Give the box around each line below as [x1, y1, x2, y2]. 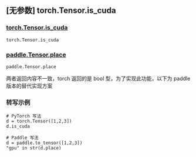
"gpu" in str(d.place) [6, 145, 62, 151]
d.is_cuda [6, 123, 31, 129]
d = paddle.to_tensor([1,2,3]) [6, 140, 83, 146]
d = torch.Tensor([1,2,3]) [6, 118, 72, 125]
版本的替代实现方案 [6, 82, 53, 89]
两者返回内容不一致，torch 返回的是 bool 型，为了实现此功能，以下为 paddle [6, 75, 191, 82]
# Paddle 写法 [6, 135, 39, 141]
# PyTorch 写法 [6, 113, 42, 119]
